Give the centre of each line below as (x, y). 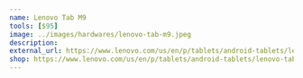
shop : (19, 59)
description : (34, 43)
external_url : (36, 51)
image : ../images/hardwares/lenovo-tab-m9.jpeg (101, 34)
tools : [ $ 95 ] (34, 26)
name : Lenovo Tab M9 (48, 17)
